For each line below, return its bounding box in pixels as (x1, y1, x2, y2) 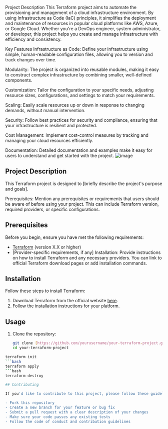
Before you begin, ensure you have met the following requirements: (5, 234, 144, 240)
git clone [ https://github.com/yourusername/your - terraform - (12, 340, 143, 346)
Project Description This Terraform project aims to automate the (5, 5, 137, 10)
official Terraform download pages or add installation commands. (12, 260, 147, 266)
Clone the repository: (12, 331, 56, 337)
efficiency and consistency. (5, 36, 62, 42)
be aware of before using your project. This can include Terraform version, (5, 201, 159, 207)
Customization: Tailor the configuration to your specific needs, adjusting (5, 87, 154, 93)
